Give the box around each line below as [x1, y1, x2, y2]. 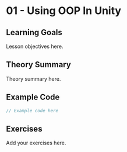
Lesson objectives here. [6, 43, 63, 50]
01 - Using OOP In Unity [6, 4, 121, 18]
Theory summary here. [6, 75, 61, 82]
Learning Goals [6, 27, 63, 37]
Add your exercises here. [6, 139, 66, 147]
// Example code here [6, 108, 59, 113]
